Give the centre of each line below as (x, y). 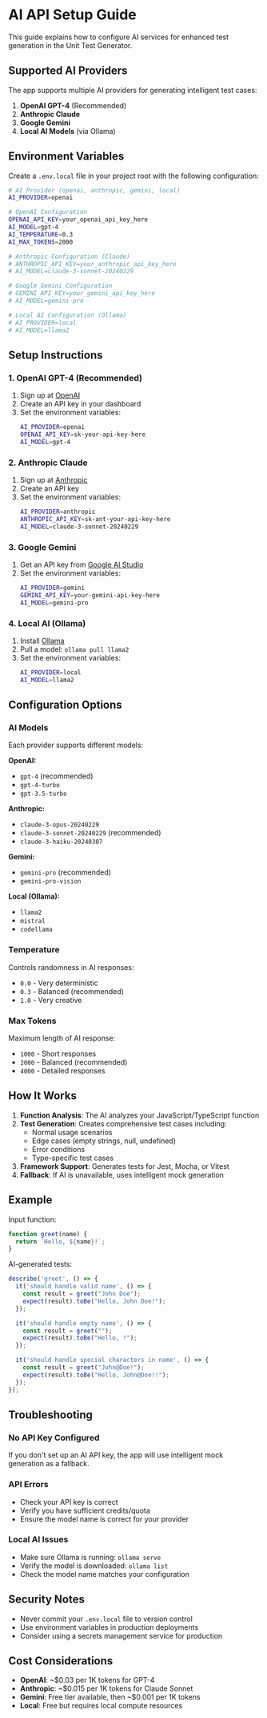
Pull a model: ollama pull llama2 (74, 649)
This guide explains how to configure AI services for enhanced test (119, 37)
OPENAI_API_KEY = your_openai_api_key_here (78, 220)
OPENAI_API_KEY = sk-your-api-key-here (83, 435)
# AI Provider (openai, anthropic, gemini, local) (94, 190)
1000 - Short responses (58, 1054)
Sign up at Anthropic (54, 480)
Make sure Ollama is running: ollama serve (90, 1557)
